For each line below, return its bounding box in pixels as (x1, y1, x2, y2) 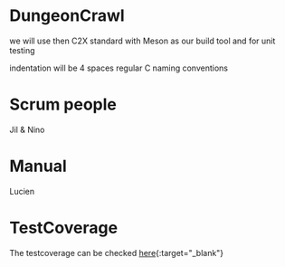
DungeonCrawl (9, 5, 125, 26)
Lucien (9, 186, 35, 196)
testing (9, 44, 35, 55)
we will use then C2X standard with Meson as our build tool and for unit (9, 35, 276, 46)
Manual (9, 156, 68, 176)
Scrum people (9, 94, 118, 115)
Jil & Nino (9, 124, 45, 135)
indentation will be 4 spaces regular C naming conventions (9, 62, 229, 73)
